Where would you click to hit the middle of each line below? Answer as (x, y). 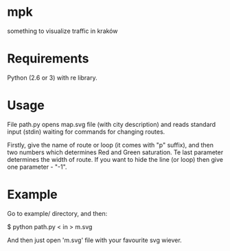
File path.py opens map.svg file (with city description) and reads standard (112, 124)
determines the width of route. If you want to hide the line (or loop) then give (115, 159)
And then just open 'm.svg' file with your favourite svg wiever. (94, 240)
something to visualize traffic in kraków (62, 31)
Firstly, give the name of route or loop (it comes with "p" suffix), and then (111, 145)
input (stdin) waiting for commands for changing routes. (86, 132)
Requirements (48, 59)
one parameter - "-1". (37, 167)
